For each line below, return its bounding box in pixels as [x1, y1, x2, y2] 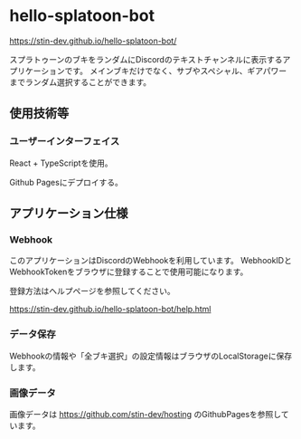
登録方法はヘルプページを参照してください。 [9, 286, 175, 297]
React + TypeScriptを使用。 [9, 157, 113, 168]
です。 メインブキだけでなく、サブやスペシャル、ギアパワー [64, 65, 287, 76]
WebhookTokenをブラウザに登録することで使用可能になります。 [9, 266, 249, 277]
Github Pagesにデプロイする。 [9, 177, 124, 187]
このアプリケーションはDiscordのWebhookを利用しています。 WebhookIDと [9, 255, 292, 266]
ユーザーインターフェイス [9, 135, 120, 148]
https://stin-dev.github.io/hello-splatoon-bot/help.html [9, 304, 212, 315]
